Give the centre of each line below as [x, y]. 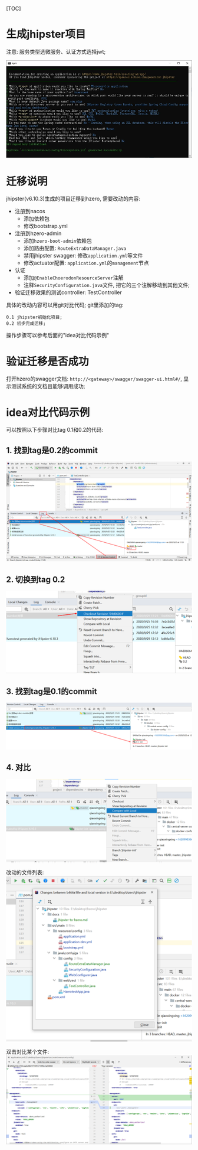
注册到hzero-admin [38, 233]
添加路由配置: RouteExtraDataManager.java [75, 248]
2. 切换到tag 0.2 [36, 579]
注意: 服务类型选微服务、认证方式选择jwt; [56, 51]
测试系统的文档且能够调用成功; [48, 386]
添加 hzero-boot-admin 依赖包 [58, 241]
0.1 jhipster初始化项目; [34, 317]
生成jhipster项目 [46, 34]
